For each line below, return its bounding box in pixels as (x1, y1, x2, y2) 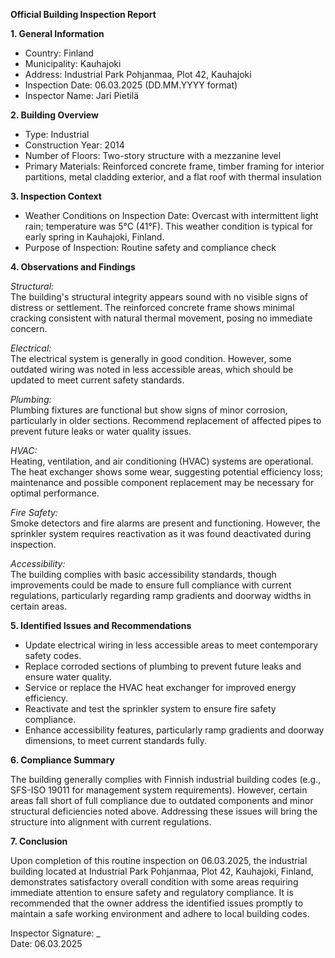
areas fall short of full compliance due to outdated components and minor (10, 795, 314, 806)
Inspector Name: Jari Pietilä (24, 90, 140, 101)
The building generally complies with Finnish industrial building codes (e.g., (10, 774, 322, 785)
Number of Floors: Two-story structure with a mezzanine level (24, 150, 282, 161)
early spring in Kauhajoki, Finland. (24, 231, 165, 243)
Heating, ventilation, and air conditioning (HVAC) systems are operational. (10, 455, 314, 467)
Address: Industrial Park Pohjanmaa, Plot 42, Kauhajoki (24, 69, 252, 80)
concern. (10, 323, 48, 334)
